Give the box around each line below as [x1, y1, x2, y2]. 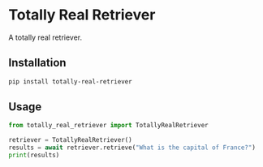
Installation [8, 56, 67, 70]
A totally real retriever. [8, 32, 83, 42]
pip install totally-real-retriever [8, 77, 132, 86]
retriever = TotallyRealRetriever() [8, 136, 132, 144]
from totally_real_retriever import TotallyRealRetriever [8, 122, 209, 130]
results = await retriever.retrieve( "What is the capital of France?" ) [8, 143, 256, 152]
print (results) [8, 152, 60, 160]
